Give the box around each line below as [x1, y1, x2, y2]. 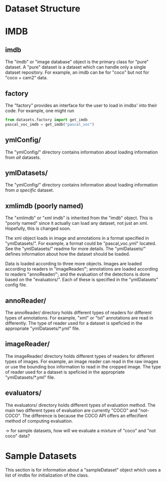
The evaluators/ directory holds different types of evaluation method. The [5, 402, 156, 408]
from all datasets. [5, 154, 41, 160]
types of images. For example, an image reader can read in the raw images [5, 358, 159, 364]
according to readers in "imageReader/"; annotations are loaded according [5, 266, 158, 272]
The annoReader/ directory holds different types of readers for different [5, 310, 152, 316]
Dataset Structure [5, 3, 81, 14]
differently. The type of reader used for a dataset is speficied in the [5, 320, 143, 326]
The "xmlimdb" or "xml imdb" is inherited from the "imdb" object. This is [5, 215, 153, 221]
